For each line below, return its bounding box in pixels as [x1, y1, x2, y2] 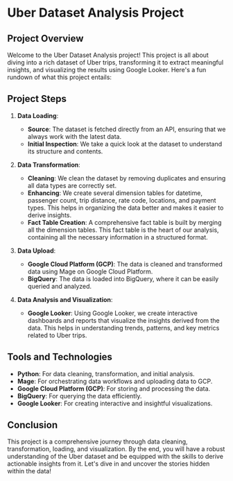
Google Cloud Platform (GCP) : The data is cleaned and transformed [27, 260, 223, 268]
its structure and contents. [27, 147, 103, 155]
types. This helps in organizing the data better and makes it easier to [27, 203, 224, 212]
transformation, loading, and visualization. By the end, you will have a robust [7, 445, 225, 453]
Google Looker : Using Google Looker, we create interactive [27, 309, 198, 317]
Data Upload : [17, 246, 56, 255]
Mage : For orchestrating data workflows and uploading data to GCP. [17, 377, 213, 385]
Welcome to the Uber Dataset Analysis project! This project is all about [7, 51, 209, 59]
